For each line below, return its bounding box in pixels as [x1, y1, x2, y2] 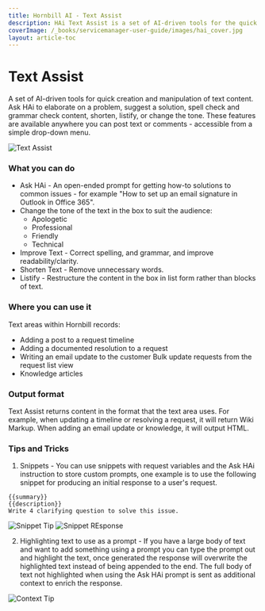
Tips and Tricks [8, 443, 70, 454]
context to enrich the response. [19, 579, 123, 588]
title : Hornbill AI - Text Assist [8, 11, 123, 20]
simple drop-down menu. [8, 128, 91, 137]
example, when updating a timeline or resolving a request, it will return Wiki [8, 415, 254, 425]
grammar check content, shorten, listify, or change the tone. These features [8, 111, 256, 120]
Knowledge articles [19, 369, 83, 378]
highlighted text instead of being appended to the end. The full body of [19, 562, 252, 571]
